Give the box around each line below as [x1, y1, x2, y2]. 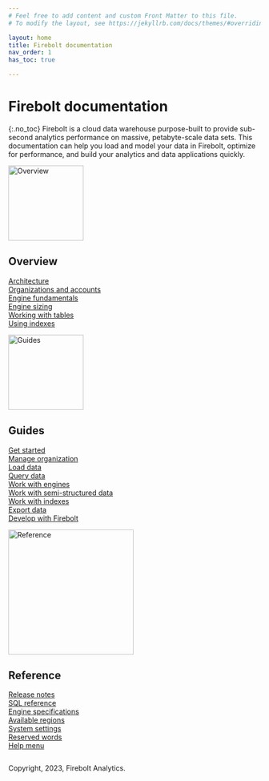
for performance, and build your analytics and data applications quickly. [8, 149, 246, 159]
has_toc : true [8, 56, 56, 64]
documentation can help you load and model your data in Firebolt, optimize [8, 141, 256, 151]
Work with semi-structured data [8, 488, 114, 497]
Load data [8, 462, 42, 472]
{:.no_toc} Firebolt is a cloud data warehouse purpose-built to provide [8, 123, 239, 133]
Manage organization [8, 453, 78, 463]
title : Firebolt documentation [8, 41, 113, 49]
